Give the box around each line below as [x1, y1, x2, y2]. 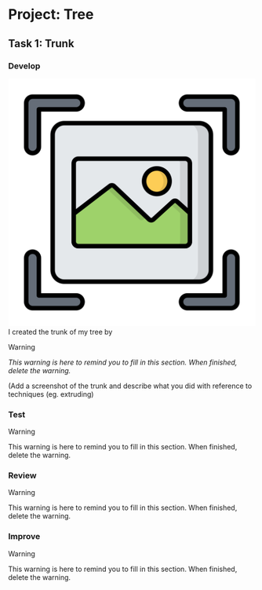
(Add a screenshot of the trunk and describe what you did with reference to [8, 381, 253, 390]
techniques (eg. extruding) [8, 389, 94, 398]
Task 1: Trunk [8, 37, 75, 50]
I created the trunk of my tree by [8, 327, 113, 336]
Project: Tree [8, 5, 94, 24]
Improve [8, 531, 41, 542]
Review [8, 470, 37, 481]
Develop [8, 60, 41, 71]
